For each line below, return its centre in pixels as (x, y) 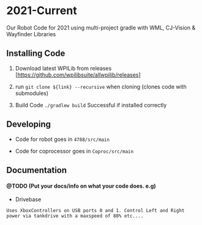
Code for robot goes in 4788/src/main (62, 139)
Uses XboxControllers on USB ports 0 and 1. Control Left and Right (95, 211)
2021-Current (42, 11)
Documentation (37, 170)
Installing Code (36, 54)
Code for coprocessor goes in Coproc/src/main (74, 151)
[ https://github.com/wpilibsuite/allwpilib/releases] (78, 75)
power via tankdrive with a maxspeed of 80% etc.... (75, 216)
